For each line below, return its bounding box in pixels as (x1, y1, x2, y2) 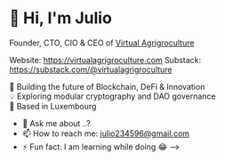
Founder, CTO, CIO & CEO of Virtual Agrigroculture (9, 37, 195, 48)
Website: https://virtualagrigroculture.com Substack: (9, 54, 202, 65)
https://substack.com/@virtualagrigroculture (9, 64, 173, 75)
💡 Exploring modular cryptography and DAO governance (9, 91, 216, 101)
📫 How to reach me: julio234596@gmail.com (21, 128, 189, 139)
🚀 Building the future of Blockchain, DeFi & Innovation (9, 81, 205, 92)
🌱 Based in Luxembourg (9, 101, 97, 111)
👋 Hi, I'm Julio (9, 8, 113, 28)
